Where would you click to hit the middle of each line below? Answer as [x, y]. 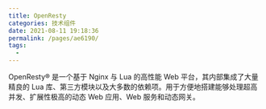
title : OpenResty [37, 16]
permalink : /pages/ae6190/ [54, 38]
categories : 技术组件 [42, 23]
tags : [17, 46]
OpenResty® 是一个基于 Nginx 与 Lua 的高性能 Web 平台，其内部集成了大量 [133, 77]
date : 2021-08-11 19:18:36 [54, 30]
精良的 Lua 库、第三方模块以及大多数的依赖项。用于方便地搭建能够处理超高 [133, 87]
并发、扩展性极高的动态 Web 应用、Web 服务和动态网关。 [104, 97]
